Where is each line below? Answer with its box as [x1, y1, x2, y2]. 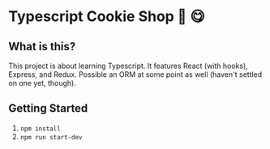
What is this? [8, 40, 76, 53]
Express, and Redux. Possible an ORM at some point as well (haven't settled [8, 70, 263, 79]
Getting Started [8, 101, 88, 116]
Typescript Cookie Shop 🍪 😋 [8, 7, 205, 26]
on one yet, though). [8, 79, 77, 87]
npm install [19, 125, 61, 133]
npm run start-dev [19, 133, 83, 141]
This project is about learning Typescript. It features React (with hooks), [8, 61, 249, 70]
